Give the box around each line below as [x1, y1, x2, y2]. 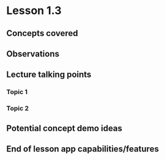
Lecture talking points [6, 70, 92, 80]
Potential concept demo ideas [6, 123, 123, 133]
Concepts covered [6, 28, 78, 38]
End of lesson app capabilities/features [6, 144, 159, 154]
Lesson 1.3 [6, 4, 62, 18]
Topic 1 [6, 88, 28, 96]
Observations [6, 48, 60, 59]
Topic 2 [6, 104, 29, 113]
